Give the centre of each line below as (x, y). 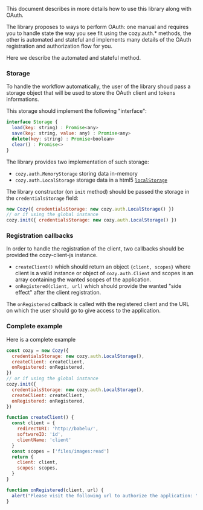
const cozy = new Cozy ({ (37, 350)
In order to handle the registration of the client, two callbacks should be (95, 249)
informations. (23, 100)
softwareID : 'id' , (40, 435)
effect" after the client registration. (58, 293)
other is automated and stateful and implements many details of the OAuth (99, 40)
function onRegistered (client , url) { (55, 490)
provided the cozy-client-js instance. (52, 255)
